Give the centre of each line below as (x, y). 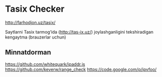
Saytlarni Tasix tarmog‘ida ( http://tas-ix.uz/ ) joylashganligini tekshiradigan (79, 32)
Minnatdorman (28, 52)
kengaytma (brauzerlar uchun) (36, 37)
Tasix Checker (35, 9)
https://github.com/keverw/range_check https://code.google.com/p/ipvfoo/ (81, 69)
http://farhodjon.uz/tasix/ (30, 22)
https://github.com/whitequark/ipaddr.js (45, 64)
